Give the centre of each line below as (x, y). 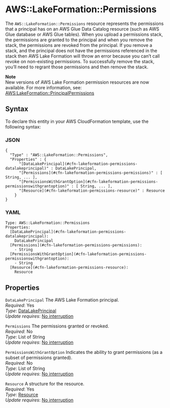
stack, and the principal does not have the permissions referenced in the (81, 50)
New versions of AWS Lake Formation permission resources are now (77, 82)
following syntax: (23, 126)
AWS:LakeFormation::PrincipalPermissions (50, 93)
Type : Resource (22, 395)
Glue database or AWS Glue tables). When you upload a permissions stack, (84, 34)
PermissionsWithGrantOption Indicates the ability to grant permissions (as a (84, 352)
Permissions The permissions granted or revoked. (57, 326)
